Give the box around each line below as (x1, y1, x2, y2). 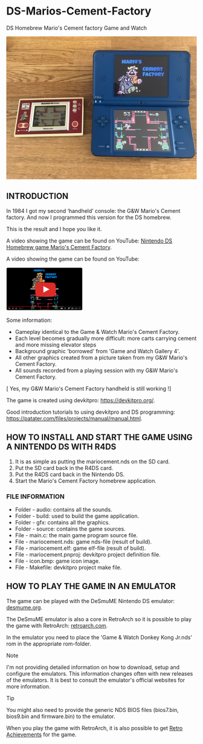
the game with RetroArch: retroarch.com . (6, 622, 108, 629)
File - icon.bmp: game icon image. (14, 558, 100, 565)
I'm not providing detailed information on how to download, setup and (6, 664, 180, 671)
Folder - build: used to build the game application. (14, 512, 140, 520)
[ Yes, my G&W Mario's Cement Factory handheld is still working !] (6, 385, 172, 392)
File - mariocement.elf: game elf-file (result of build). (14, 544, 146, 552)
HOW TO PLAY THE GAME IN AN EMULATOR (6, 581, 176, 592)
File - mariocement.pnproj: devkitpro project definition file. (14, 551, 161, 558)
